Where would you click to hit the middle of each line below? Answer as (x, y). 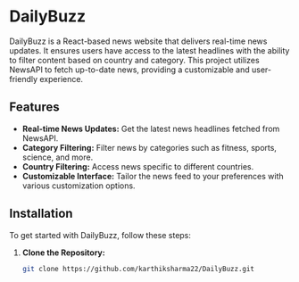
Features (34, 108)
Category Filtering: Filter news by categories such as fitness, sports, (149, 147)
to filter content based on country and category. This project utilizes (135, 60)
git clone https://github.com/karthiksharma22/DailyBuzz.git (138, 269)
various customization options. (79, 186)
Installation (41, 214)
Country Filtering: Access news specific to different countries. (138, 166)
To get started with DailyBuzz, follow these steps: (100, 235)
